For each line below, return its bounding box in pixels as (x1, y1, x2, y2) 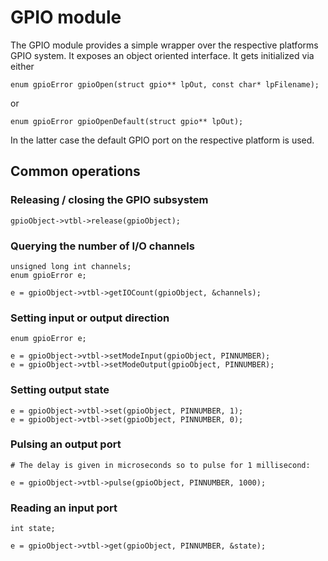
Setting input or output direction (10, 311, 170, 325)
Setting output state (10, 383, 110, 397)
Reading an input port (10, 501, 118, 515)
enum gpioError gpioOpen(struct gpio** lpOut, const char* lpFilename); (10, 79, 320, 90)
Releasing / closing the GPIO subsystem (10, 193, 209, 207)
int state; (10, 524, 56, 534)
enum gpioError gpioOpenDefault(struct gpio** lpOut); (10, 116, 244, 126)
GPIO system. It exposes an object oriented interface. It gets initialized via (10, 49, 315, 61)
